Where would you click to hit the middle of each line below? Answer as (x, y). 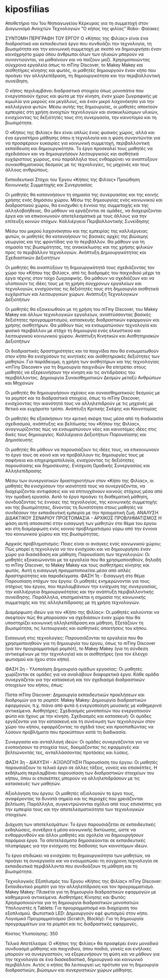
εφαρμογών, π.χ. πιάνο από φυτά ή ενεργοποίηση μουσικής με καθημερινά (83, 705)
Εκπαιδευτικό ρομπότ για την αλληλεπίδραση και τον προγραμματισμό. (80, 886)
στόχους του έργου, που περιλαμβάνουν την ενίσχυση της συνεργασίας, (81, 586)
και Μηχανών (20, 383)
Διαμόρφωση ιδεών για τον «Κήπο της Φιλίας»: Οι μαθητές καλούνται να (82, 612)
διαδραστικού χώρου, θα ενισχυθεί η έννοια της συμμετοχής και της (77, 205)
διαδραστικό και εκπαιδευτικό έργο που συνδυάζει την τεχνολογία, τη (78, 43)
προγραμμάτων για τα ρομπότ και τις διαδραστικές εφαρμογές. (72, 924)
